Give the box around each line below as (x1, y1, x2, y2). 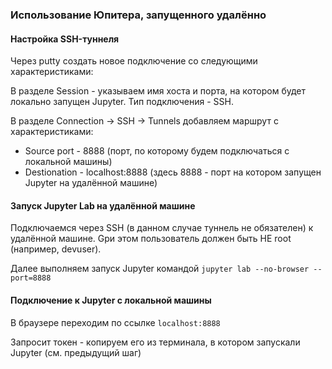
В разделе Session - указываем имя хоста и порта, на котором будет (10, 85, 307, 97)
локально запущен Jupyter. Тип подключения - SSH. (10, 96, 234, 108)
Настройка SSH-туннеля (10, 33, 120, 45)
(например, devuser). (10, 243, 102, 255)
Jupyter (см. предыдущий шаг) (10, 346, 142, 358)
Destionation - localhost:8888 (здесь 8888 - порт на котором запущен (24, 166, 322, 178)
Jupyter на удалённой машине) (24, 177, 158, 189)
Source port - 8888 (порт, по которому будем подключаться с (24, 145, 290, 157)
